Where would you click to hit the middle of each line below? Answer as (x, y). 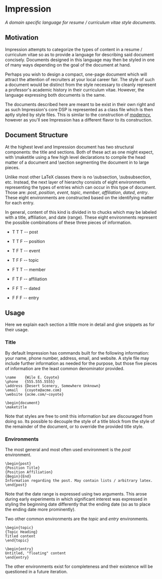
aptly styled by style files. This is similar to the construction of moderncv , (78, 115)
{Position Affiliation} (29, 472)
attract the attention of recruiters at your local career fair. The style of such (80, 79)
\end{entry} (17, 557)
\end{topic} (17, 540)
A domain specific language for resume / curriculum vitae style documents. (81, 22)
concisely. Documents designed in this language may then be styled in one (80, 60)
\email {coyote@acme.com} (33, 390)
